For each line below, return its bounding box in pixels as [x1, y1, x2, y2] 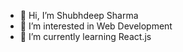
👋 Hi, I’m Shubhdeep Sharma [19, 10, 139, 21]
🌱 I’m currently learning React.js [19, 31, 152, 42]
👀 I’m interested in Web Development [19, 20, 173, 32]
